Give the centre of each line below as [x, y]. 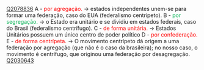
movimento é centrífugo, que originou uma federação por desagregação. [98, 54]
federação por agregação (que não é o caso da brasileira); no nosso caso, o [102, 47]
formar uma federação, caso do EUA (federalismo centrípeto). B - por [94, 15]
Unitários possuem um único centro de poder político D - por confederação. [102, 35]
